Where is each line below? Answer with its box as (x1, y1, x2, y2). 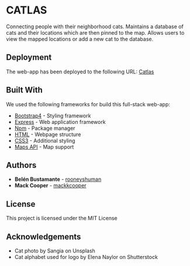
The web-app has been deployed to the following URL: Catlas (6, 68, 154, 75)
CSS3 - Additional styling (14, 137, 75, 144)
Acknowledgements (6, 231, 81, 241)
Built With (6, 85, 43, 95)
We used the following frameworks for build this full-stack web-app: (6, 100, 171, 107)
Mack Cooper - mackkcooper (14, 182, 87, 189)
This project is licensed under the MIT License (6, 215, 118, 222)
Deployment (6, 52, 52, 62)
